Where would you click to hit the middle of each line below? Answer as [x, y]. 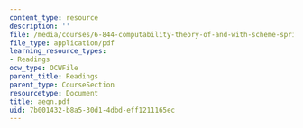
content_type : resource [54, 18]
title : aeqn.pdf [40, 101]
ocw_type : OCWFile [44, 69]
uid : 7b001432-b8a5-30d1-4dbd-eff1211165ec [92, 110]
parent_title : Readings [54, 77]
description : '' [40, 26]
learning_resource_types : [58, 51]
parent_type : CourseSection [62, 85]
